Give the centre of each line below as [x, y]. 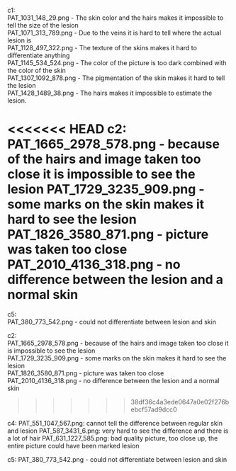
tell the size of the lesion [43, 25]
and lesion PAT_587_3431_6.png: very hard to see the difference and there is [118, 431]
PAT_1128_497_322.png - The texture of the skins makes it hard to [102, 48]
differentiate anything [39, 55]
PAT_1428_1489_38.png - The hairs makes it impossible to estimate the [110, 93]
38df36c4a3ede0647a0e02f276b [180, 402]
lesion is [19, 40]
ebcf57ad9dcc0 [154, 409]
